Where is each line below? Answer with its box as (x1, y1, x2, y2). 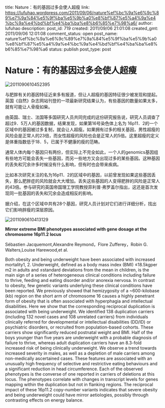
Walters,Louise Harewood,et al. (5, 247, 69, 253)
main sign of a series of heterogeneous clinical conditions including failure (5, 272, 156, 278)
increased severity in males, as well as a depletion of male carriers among (5, 350, 155, 356)
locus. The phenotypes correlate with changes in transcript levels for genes (5, 376, 158, 382)
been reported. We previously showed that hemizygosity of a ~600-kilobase (5, 287, 160, 293)
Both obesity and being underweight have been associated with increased (5, 256, 156, 262)
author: (138, 20, 153, 26)
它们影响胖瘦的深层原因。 (5, 206, 57, 212)
